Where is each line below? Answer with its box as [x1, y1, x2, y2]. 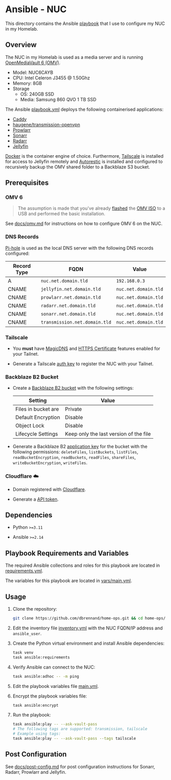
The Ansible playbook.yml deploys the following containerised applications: [5, 106, 164, 112]
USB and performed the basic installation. [17, 211, 105, 217]
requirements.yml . [5, 568, 43, 574]
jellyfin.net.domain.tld [40, 286, 101, 292]
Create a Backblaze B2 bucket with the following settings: [12, 385, 134, 391]
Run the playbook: [12, 712, 51, 718]
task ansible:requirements [12, 655, 70, 660]
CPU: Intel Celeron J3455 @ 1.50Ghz [12, 75, 90, 81]
